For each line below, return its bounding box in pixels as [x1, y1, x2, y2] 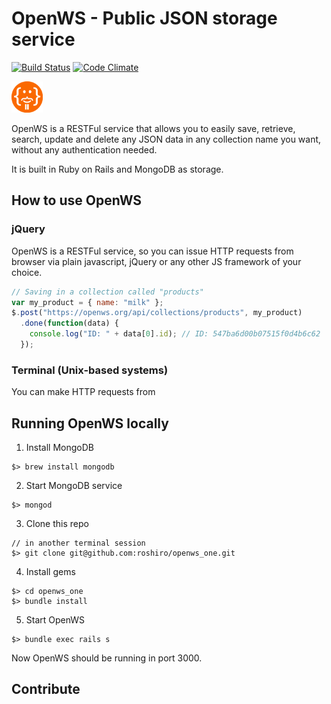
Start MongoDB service [25, 479, 123, 491]
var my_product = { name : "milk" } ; [11, 297, 164, 307]
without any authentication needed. [11, 143, 158, 156]
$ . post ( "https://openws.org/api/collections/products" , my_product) [11, 308, 303, 318]
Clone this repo [25, 517, 89, 529]
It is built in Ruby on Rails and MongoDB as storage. [11, 163, 224, 175]
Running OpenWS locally [11, 415, 169, 432]
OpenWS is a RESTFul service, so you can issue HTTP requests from [11, 245, 294, 257]
